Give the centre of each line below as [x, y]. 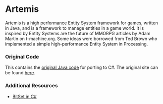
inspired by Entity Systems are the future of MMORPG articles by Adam [78, 33]
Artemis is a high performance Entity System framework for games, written [81, 23]
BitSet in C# [25, 96]
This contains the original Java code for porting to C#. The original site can [82, 67]
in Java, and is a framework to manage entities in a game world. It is [75, 28]
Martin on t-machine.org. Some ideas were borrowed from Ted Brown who [81, 39]
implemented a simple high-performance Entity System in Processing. [77, 44]
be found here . [20, 73]
